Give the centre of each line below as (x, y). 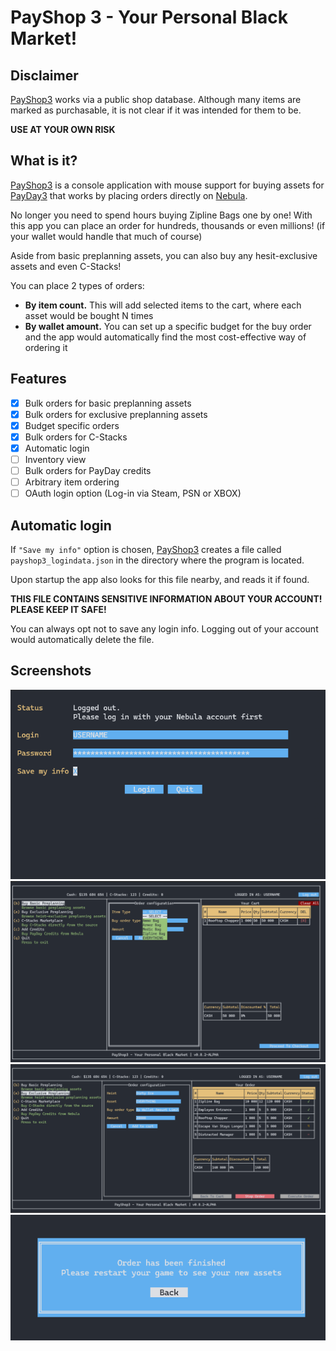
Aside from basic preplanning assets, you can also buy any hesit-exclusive (164, 255)
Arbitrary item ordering (72, 482)
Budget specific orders (72, 425)
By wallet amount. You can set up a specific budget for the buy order (168, 326)
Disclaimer (44, 75)
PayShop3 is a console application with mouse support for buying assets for (167, 185)
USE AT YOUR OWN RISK (63, 129)
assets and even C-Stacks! (66, 266)
